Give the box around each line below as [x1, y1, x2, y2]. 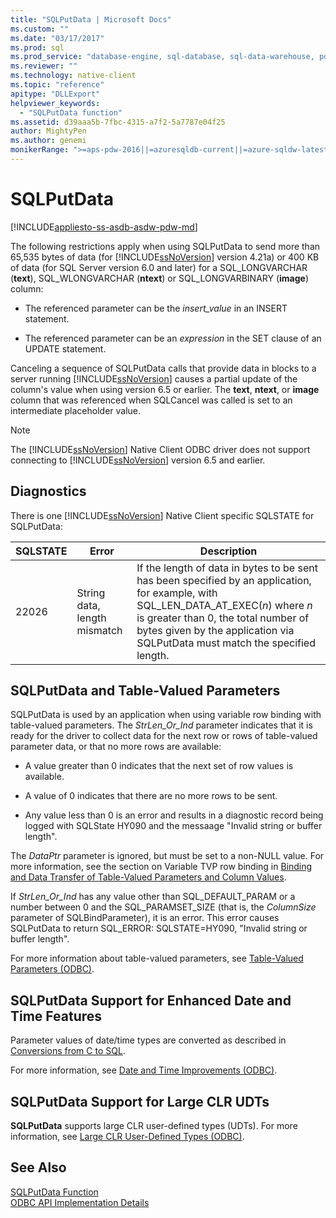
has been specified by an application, [136, 573, 312, 587]
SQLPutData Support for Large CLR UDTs [10, 1093, 270, 1110]
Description [199, 544, 258, 558]
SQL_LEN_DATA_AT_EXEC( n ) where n [136, 598, 313, 612]
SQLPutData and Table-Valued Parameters [10, 682, 281, 700]
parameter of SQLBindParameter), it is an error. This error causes [10, 912, 280, 924]
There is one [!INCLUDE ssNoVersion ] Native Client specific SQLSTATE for [10, 509, 315, 521]
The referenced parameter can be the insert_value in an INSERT [24, 302, 288, 314]
